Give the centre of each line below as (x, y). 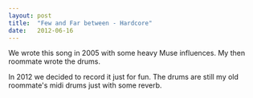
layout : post (30, 16)
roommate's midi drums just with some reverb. (85, 85)
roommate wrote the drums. (54, 61)
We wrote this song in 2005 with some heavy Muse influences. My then (127, 53)
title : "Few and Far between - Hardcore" (80, 23)
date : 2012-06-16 (41, 30)
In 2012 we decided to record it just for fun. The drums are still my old (124, 77)
